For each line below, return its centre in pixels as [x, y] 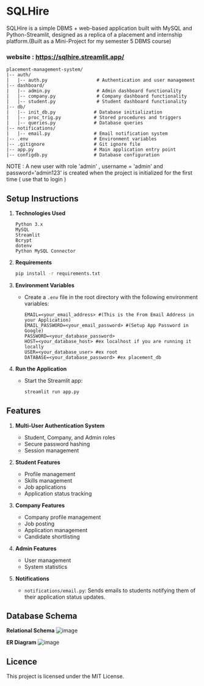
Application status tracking [58, 493]
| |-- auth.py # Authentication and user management [101, 81]
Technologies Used [40, 213]
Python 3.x [29, 225]
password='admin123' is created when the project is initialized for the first [99, 173]
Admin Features [36, 548]
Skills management [48, 480]
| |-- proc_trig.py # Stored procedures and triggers [94, 118]
